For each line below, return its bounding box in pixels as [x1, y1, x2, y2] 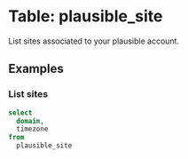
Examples [8, 61, 64, 76]
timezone [16, 124, 49, 134]
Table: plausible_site [8, 6, 163, 27]
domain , [16, 116, 45, 125]
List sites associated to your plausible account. [8, 36, 179, 46]
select [8, 108, 33, 117]
